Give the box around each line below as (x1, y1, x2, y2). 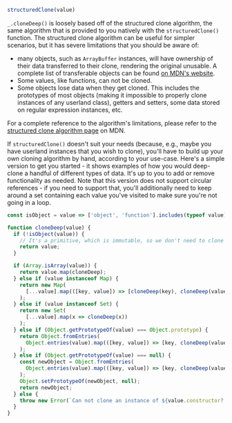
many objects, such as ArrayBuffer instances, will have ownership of (17, 54, 213, 62)
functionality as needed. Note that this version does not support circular (7, 176, 212, 184)
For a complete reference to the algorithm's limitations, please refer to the (7, 119, 217, 127)
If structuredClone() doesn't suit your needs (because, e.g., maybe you (7, 139, 212, 148)
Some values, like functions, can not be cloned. (17, 76, 153, 84)
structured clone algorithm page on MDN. (7, 126, 126, 135)
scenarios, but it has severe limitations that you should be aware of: (7, 41, 200, 49)
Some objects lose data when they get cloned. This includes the (17, 83, 200, 92)
